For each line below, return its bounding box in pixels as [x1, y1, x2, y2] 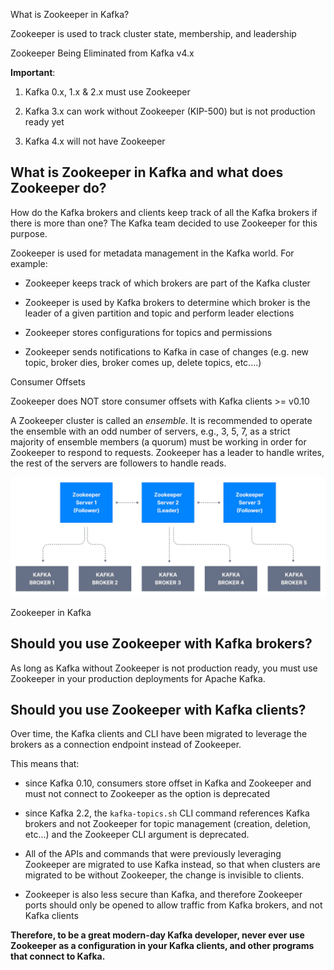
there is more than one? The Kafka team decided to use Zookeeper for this [10, 217, 318, 229]
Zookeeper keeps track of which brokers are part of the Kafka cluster [24, 277, 311, 289]
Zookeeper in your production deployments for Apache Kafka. [10, 672, 266, 684]
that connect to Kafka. [10, 950, 106, 963]
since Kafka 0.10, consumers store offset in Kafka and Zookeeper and [24, 777, 312, 789]
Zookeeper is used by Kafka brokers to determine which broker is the [24, 296, 311, 308]
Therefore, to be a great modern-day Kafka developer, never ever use [10, 929, 305, 941]
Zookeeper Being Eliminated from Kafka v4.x [10, 47, 195, 59]
